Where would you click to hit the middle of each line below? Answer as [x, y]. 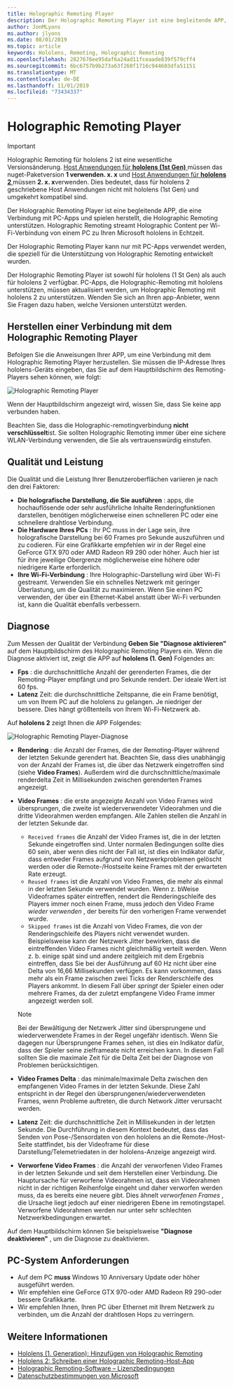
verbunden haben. [34, 412]
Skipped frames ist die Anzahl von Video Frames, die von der [115, 926]
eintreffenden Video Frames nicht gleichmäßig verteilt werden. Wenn [127, 948]
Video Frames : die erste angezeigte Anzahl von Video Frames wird [115, 801]
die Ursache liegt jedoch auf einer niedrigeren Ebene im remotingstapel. [121, 1203]
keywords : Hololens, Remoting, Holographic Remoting [86, 53]
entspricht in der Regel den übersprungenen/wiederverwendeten [111, 1093]
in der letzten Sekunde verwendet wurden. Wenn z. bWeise [113, 888]
